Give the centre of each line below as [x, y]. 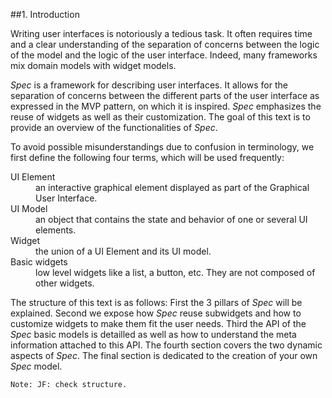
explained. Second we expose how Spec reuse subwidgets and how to [156, 313]
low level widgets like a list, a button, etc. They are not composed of [175, 272]
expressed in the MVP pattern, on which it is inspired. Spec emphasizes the [166, 106]
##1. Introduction [45, 14]
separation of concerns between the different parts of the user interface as [165, 95]
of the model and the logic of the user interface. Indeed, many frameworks [164, 55]
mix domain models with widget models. [93, 65]
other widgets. [65, 283]
